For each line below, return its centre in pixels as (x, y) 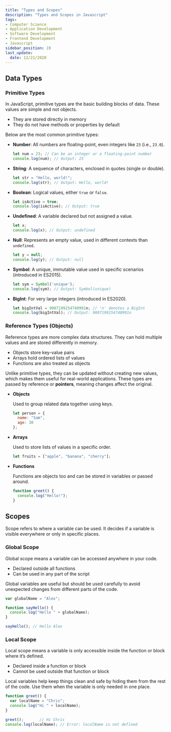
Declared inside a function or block (49, 666)
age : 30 (26, 423)
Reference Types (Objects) (39, 326)
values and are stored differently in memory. (52, 342)
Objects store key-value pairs (44, 352)
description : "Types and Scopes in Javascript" (57, 15)
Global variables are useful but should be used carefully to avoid (73, 584)
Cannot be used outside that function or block (61, 671)
